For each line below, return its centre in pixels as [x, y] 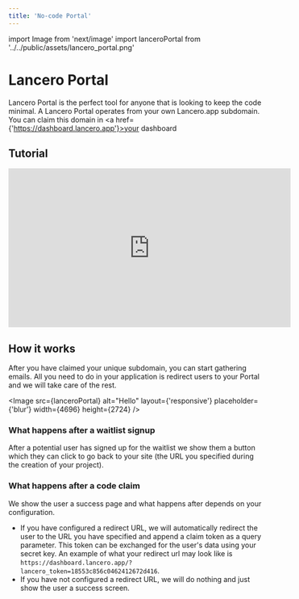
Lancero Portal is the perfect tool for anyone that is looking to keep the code [135, 103]
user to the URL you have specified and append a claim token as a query [141, 536]
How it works [42, 348]
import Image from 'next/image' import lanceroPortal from [105, 39]
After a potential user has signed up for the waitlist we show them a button [132, 448]
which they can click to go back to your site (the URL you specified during [131, 456]
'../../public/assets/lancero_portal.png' [71, 47]
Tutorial [28, 153]
